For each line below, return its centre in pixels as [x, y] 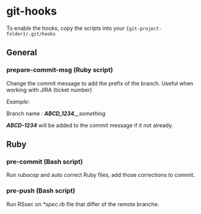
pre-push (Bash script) [41, 191]
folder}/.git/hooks [31, 34]
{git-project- [144, 29]
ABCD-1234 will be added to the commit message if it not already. [90, 125]
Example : [18, 101]
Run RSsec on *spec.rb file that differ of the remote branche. [83, 204]
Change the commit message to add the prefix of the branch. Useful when [100, 83]
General [22, 53]
